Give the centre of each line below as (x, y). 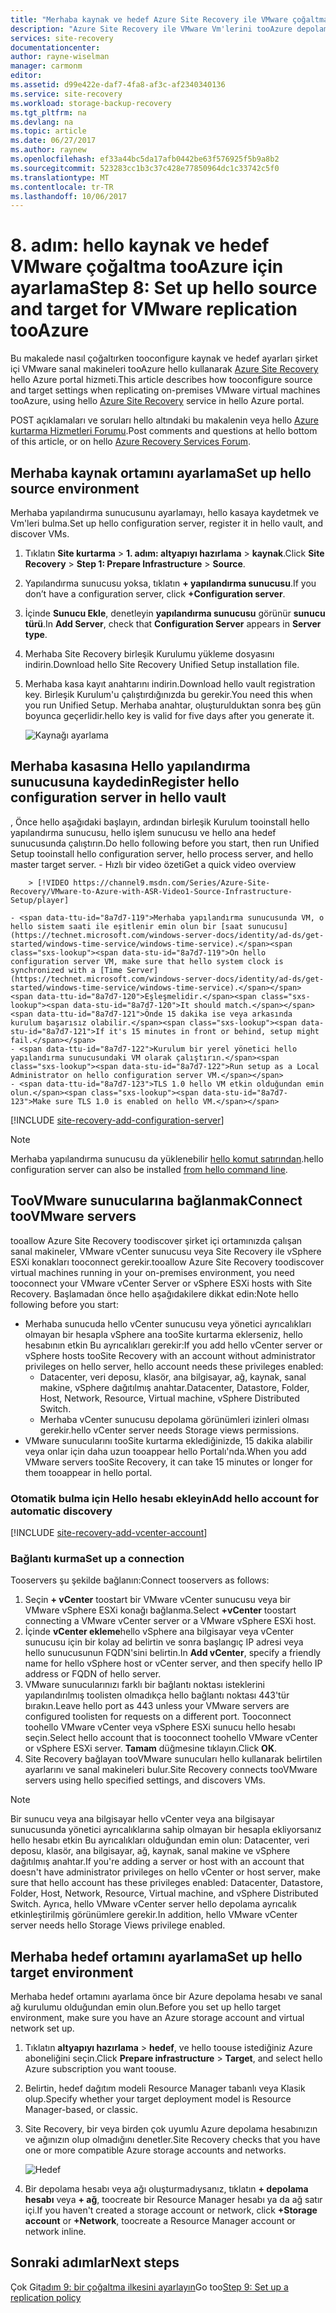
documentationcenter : (55, 47)
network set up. (42, 2028)
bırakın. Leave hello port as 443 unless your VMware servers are (157, 1706)
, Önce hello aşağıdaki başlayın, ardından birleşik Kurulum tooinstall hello (160, 822)
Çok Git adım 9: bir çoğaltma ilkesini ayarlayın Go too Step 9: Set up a (149, 2287)
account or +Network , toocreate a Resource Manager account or (160, 2221)
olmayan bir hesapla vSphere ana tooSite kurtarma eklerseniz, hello (163, 1334)
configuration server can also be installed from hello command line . (149, 1169)
